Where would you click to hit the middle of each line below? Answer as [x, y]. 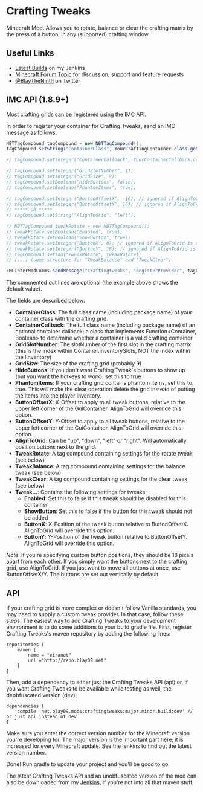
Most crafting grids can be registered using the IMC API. [76, 114]
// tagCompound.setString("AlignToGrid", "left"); [71, 216]
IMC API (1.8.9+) [38, 100]
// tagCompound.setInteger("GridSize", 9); [62, 176]
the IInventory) [33, 357]
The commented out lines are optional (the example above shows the [92, 283]
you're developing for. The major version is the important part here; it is [95, 739]
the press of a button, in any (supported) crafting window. [78, 34]
